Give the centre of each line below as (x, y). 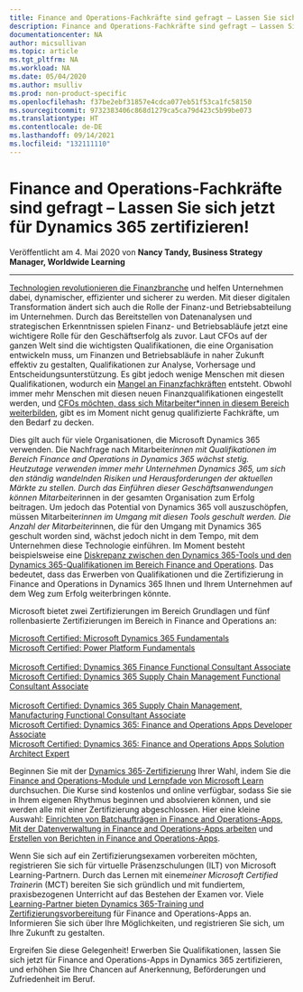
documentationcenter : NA (56, 34)
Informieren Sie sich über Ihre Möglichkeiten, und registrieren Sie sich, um (147, 922)
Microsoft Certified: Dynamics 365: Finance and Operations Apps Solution (147, 743)
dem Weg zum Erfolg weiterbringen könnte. (90, 593)
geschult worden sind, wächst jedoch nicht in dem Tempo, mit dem (134, 535)
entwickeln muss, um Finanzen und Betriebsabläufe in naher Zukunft (137, 354)
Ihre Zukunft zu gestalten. (57, 932)
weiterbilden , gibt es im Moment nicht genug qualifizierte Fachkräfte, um (144, 412)
